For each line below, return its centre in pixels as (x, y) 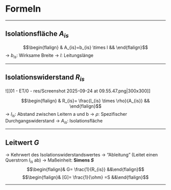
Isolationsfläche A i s (37, 35)
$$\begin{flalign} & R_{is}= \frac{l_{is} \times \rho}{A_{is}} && (85, 101)
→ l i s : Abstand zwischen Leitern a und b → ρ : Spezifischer (66, 115)
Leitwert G (22, 142)
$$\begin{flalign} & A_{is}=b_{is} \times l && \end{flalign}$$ (85, 47)
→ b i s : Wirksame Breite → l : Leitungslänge (49, 56)
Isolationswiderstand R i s (45, 78)
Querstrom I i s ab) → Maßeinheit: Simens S (50, 161)
